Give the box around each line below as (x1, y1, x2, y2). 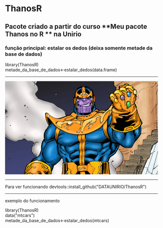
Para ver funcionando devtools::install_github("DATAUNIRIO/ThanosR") (5, 184, 147, 190)
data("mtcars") (5, 212, 35, 218)
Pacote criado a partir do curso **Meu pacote (5, 22, 147, 31)
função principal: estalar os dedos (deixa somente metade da (5, 44, 153, 51)
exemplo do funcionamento (5, 198, 60, 204)
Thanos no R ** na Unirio (5, 30, 81, 38)
